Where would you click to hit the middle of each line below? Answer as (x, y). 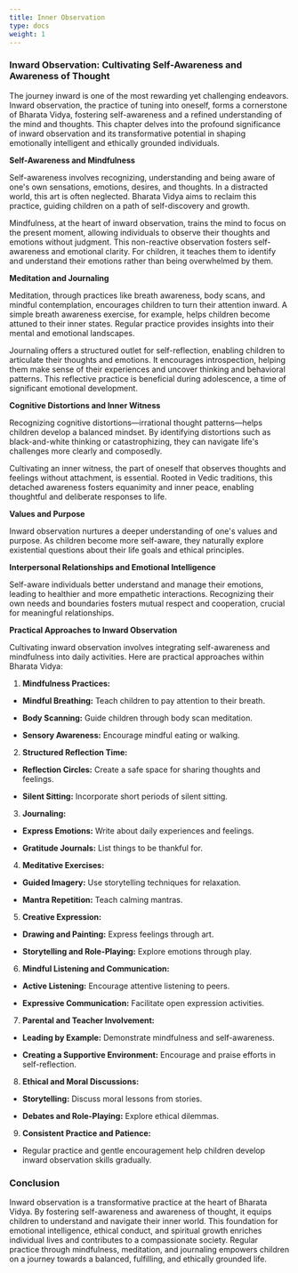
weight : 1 (28, 34)
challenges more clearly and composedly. (86, 451)
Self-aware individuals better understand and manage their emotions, (137, 584)
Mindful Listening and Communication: (96, 968)
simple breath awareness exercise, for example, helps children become (140, 314)
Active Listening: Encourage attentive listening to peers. (126, 986)
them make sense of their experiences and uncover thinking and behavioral (148, 369)
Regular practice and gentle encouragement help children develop (143, 1150)
